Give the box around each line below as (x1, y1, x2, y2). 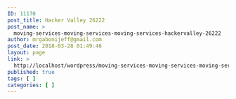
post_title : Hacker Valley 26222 (7, 17, 105, 24)
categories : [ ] (7, 82, 55, 89)
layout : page (7, 49, 46, 56)
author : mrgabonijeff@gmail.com (7, 36, 102, 43)
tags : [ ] (7, 75, 37, 82)
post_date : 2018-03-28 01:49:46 (7, 43, 102, 49)
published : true (7, 68, 55, 75)
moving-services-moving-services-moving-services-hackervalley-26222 (13, 29, 221, 37)
